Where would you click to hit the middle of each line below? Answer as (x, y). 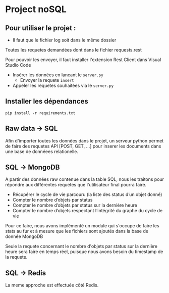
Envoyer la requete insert (47, 80)
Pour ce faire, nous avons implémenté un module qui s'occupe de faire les (82, 226)
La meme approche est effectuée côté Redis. (52, 285)
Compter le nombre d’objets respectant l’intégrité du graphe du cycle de (88, 211)
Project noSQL (36, 9)
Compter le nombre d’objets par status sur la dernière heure (75, 205)
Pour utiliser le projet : (41, 28)
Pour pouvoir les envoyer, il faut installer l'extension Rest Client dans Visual (83, 60)
